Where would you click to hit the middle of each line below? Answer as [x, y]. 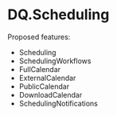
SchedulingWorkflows [55, 61]
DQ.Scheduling [58, 15]
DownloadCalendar [51, 94]
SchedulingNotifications [58, 103]
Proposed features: [39, 37]
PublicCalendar [44, 86]
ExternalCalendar [47, 78]
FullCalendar [40, 69]
